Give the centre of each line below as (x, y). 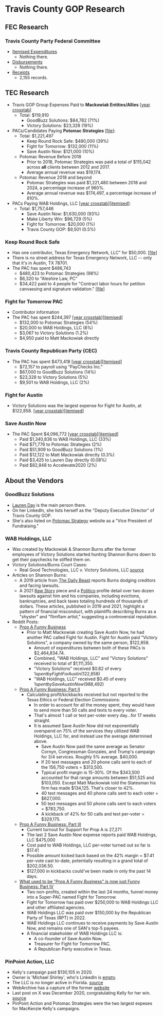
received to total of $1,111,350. (64, 664)
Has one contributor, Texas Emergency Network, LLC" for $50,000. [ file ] (84, 252)
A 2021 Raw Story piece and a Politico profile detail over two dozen (87, 591)
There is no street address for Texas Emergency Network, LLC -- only (82, 258)
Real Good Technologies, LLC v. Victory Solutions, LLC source (81, 570)
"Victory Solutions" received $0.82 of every (78, 669)
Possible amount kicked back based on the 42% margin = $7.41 (90, 856)
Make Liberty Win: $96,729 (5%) (59, 219)
